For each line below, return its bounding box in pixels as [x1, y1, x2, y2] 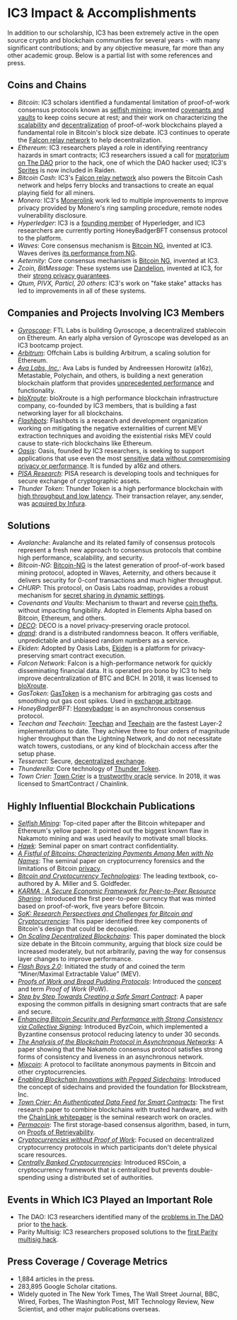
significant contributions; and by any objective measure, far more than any [7, 43, 224, 52]
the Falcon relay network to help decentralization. [17, 135, 163, 144]
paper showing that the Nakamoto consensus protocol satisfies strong [17, 1045, 223, 1054]
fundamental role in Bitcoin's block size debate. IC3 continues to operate [17, 128, 230, 136]
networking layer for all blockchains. [17, 409, 124, 417]
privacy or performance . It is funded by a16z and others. [17, 461, 182, 470]
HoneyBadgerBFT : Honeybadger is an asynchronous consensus [17, 704, 206, 713]
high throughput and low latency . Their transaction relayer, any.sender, [17, 492, 224, 500]
